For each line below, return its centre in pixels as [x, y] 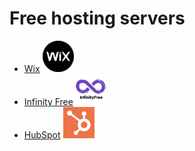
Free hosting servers [97, 18]
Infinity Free [48, 101]
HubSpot [42, 134]
